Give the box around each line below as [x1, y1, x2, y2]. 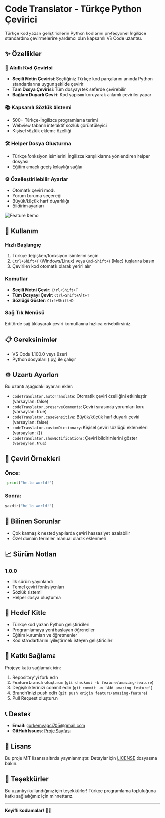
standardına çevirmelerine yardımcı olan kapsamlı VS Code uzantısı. [5, 35, 142, 41]
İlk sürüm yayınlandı [12, 579, 53, 584]
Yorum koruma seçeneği [12, 192, 62, 198]
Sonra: [5, 492, 22, 499]
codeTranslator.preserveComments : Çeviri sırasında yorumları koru [12, 404, 145, 409]
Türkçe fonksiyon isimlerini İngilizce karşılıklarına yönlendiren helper [12, 153, 150, 159]
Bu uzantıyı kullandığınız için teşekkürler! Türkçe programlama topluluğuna [5, 787, 156, 794]
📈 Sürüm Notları [5, 550, 57, 559]
